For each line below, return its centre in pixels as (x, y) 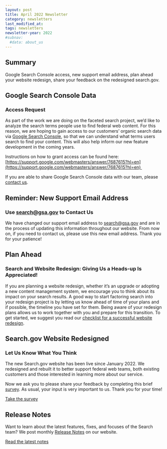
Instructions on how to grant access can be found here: (62, 157)
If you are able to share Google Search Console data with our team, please (82, 177)
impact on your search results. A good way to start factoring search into (79, 296)
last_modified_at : (24, 24)
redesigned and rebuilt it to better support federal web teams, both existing (82, 369)
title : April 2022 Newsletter (37, 14)
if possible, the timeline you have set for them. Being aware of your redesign (83, 307)
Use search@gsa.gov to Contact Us (49, 212)
